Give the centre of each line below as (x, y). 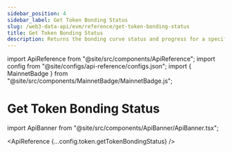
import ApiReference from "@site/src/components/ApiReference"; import (111, 59)
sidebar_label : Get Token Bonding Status (68, 20)
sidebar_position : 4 (37, 13)
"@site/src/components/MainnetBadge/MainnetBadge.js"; (90, 81)
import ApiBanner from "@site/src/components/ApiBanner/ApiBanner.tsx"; (113, 128)
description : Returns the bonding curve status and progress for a (106, 39)
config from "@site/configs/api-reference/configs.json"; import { (99, 66)
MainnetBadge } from (38, 74)
